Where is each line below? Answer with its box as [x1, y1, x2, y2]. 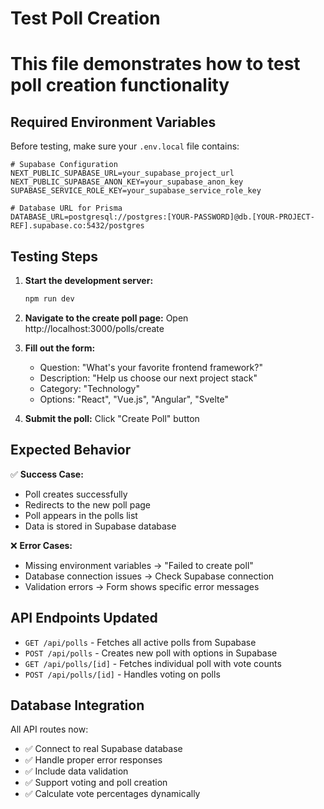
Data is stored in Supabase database [24, 520, 177, 532]
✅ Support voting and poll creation [24, 777, 168, 789]
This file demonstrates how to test [10, 53, 301, 76]
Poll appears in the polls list [24, 509, 138, 521]
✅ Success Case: [10, 468, 84, 480]
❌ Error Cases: [10, 539, 73, 551]
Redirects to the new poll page [24, 498, 152, 511]
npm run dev [24, 294, 75, 304]
